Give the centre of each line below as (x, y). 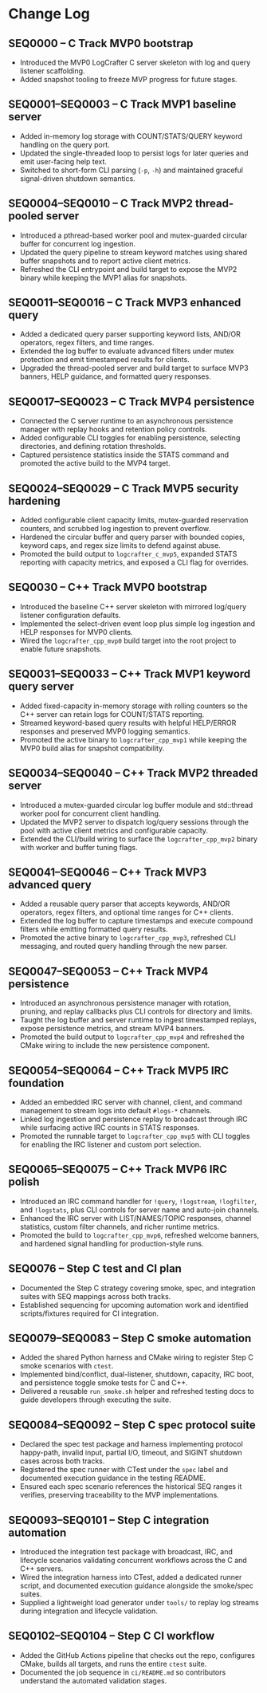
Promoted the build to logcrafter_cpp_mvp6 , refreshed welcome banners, (139, 1235)
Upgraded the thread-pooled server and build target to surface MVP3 (134, 368)
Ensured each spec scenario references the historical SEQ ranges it (131, 1486)
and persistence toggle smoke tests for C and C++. (104, 1383)
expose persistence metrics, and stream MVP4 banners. (112, 1029)
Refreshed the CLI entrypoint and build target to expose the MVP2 (128, 269)
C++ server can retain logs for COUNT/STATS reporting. (112, 714)
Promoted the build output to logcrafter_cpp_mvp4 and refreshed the (132, 1037)
